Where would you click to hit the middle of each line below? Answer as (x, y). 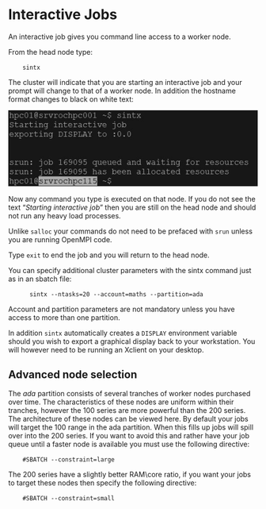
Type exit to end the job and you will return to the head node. (109, 255)
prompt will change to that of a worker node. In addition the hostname (122, 91)
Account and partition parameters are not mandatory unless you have (122, 309)
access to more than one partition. (64, 317)
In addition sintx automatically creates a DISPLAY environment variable (123, 333)
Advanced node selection (73, 375)
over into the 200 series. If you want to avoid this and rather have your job (129, 436)
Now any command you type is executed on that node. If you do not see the (132, 199)
